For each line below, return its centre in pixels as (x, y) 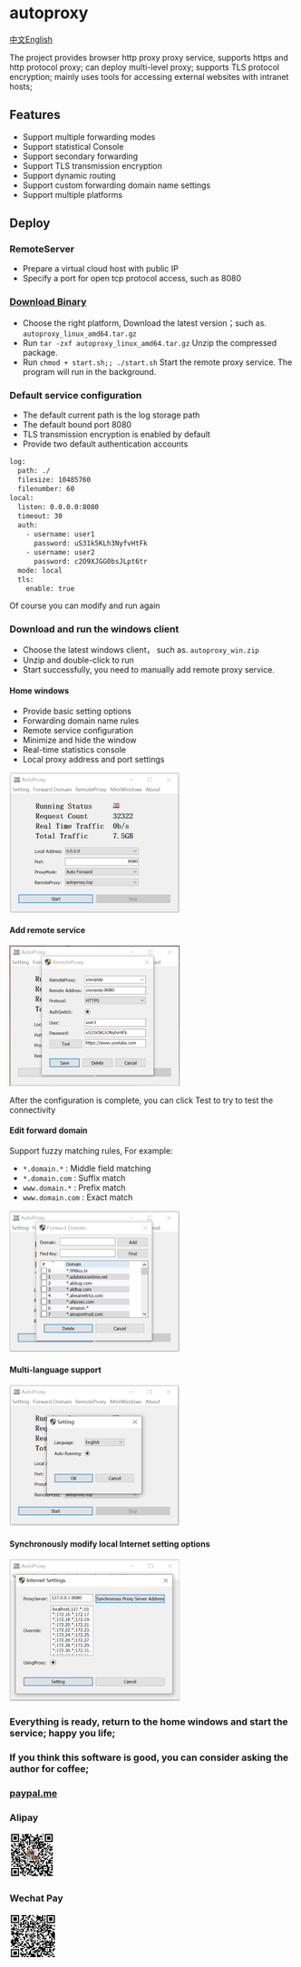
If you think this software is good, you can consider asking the (149, 1757)
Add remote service (48, 930)
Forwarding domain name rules (81, 721)
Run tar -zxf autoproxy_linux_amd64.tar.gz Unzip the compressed (150, 342)
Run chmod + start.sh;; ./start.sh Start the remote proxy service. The (157, 362)
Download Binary (48, 302)
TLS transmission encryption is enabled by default (117, 435)
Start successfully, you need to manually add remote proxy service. (148, 670)
